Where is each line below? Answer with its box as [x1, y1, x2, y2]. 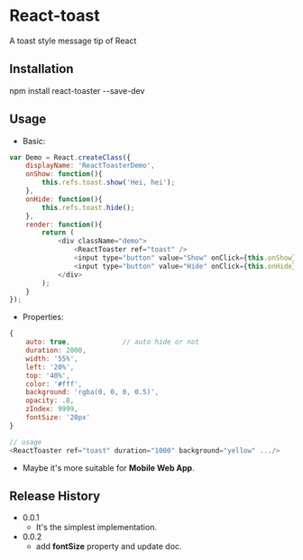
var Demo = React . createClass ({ [9, 152, 131, 162]
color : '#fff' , [25, 380, 83, 389]
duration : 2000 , [25, 346, 87, 355]
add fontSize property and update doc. [35, 541, 182, 552]
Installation [9, 61, 74, 77]
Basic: [22, 135, 46, 146]
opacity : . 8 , [25, 396, 75, 406]
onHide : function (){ [25, 195, 103, 204]
